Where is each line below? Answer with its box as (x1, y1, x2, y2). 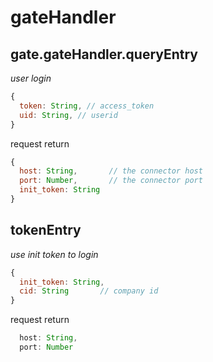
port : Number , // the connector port (19, 176, 203, 186)
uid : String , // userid (19, 110, 118, 120)
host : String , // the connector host (19, 166, 203, 176)
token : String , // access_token (19, 101, 155, 111)
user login (10, 72, 52, 84)
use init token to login (10, 248, 99, 260)
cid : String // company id (19, 286, 159, 296)
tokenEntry (10, 222, 82, 239)
